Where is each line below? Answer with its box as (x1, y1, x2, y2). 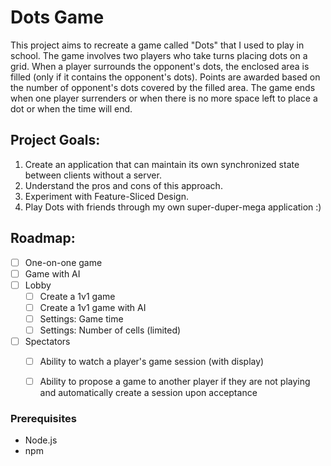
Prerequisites (10, 412, 77, 426)
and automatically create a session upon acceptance (39, 387, 258, 399)
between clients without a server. (24, 169, 162, 181)
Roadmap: (10, 230, 76, 247)
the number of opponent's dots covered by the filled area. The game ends (10, 81, 316, 93)
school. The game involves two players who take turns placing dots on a (10, 49, 308, 61)
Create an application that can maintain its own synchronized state (24, 158, 300, 170)
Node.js (24, 434, 58, 446)
